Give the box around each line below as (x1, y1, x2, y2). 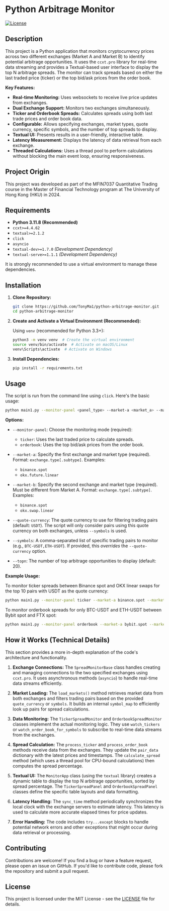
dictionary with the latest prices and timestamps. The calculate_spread (12, 752, 160, 758)
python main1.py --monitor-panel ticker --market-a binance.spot (5, 598, 145, 603)
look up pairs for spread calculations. (12, 706, 90, 712)
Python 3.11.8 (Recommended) (12, 220, 78, 226)
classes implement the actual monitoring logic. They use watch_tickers (12, 721, 160, 727)
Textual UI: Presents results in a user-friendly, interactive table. (12, 132, 144, 138)
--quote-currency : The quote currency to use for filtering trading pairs (12, 517, 158, 523)
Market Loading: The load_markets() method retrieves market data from (12, 690, 163, 696)
